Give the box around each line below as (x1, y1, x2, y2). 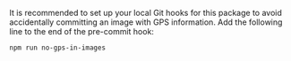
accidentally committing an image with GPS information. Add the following (9, 17, 283, 27)
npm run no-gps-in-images (9, 43, 106, 52)
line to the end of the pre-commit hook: (9, 27, 155, 36)
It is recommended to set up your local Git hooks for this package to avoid (9, 8, 282, 18)
